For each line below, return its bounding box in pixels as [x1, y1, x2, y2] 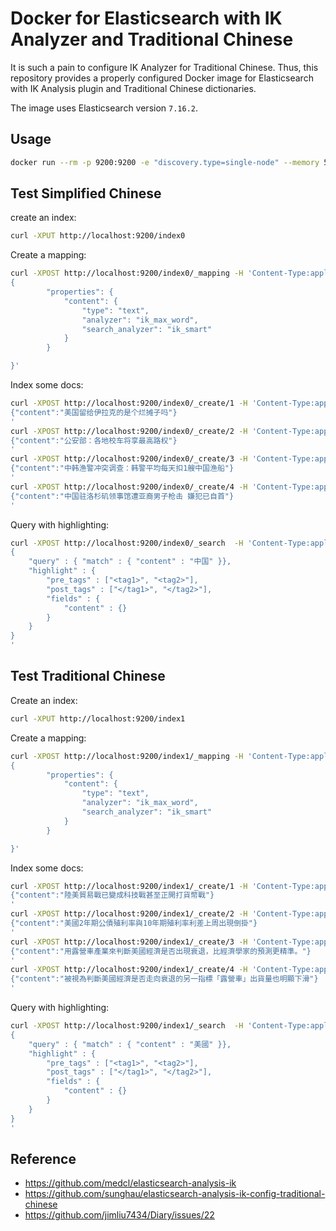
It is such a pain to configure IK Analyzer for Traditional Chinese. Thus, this [10, 61, 319, 73]
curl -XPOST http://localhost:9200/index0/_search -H [10, 538, 244, 548]
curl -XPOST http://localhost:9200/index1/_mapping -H [10, 751, 244, 761]
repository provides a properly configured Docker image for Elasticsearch [10, 72, 314, 84]
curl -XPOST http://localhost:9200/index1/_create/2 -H [10, 909, 248, 919]
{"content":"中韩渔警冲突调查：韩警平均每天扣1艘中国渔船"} [10, 463, 235, 474]
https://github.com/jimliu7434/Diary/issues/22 [24, 1209, 215, 1221]
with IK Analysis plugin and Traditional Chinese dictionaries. [10, 82, 257, 94]
